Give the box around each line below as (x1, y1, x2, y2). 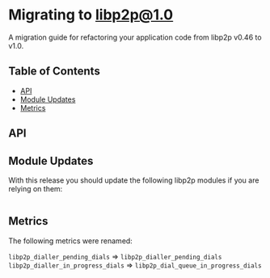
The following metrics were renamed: (8, 236, 133, 246)
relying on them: (8, 183, 63, 193)
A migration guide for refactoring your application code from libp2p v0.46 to (8, 32, 262, 42)
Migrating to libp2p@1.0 (8, 6, 174, 24)
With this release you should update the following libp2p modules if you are (8, 175, 259, 185)
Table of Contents (8, 65, 101, 78)
